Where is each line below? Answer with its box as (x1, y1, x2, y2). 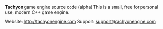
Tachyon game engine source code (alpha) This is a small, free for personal (5, 4, 158, 10)
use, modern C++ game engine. (5, 9, 70, 15)
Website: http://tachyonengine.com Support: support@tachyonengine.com (5, 19, 156, 24)
